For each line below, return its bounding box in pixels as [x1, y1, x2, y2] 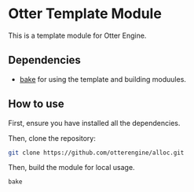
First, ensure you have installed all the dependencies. [8, 118, 181, 127]
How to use [8, 98, 64, 111]
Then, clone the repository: [8, 133, 97, 142]
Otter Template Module [8, 5, 163, 23]
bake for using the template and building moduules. [19, 74, 187, 83]
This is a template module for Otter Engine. [8, 31, 147, 40]
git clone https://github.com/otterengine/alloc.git [8, 149, 185, 157]
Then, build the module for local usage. [8, 163, 135, 172]
